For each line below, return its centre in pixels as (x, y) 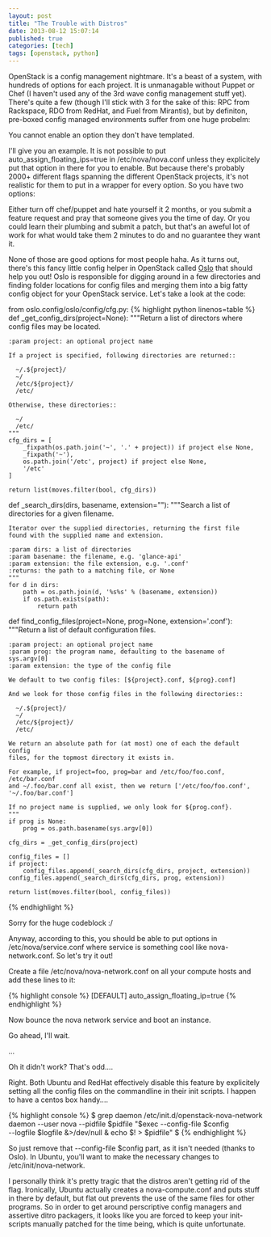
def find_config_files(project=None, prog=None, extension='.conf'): (121, 621)
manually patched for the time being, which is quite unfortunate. (139, 1224)
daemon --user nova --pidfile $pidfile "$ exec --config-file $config (119, 1124)
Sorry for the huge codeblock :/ (60, 923)
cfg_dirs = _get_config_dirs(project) (73, 842)
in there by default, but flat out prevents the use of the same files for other (131, 1198)
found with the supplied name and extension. (86, 535)
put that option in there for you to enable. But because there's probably (127, 168)
